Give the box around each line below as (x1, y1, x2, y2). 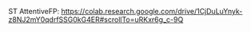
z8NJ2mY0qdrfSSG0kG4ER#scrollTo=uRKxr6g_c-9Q (8, 15, 184, 24)
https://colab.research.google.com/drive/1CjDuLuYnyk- (61, 7, 243, 16)
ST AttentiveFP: (8, 7, 60, 16)
